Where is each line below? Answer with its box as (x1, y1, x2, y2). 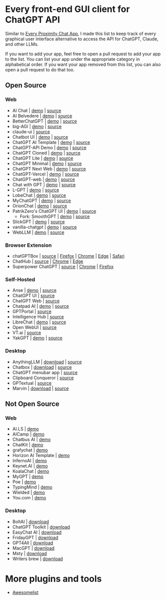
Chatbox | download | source (12, 364, 72, 370)
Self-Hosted (5, 276, 36, 283)
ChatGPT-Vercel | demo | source (12, 171, 80, 177)
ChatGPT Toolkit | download (12, 524, 71, 530)
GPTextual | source (12, 380, 52, 386)
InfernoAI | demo (12, 457, 47, 464)
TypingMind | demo (12, 484, 53, 490)
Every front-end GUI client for (5, 3, 130, 15)
